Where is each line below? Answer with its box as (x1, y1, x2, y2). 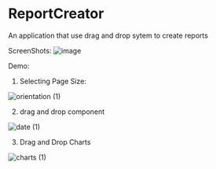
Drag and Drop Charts (19, 137, 91, 146)
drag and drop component (19, 107, 105, 116)
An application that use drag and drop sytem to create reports (8, 31, 208, 40)
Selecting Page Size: (19, 76, 86, 86)
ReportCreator (8, 5, 104, 23)
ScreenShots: (8, 46, 53, 55)
